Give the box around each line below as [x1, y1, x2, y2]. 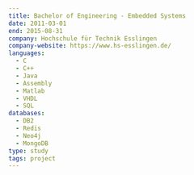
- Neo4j [15, 131, 42, 140]
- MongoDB [15, 139, 48, 148]
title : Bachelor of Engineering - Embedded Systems [8, 11, 186, 20]
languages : [8, 49, 45, 57]
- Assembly [15, 79, 53, 87]
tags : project [8, 154, 57, 162]
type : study [8, 147, 48, 155]
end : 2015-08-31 [8, 27, 63, 35]
